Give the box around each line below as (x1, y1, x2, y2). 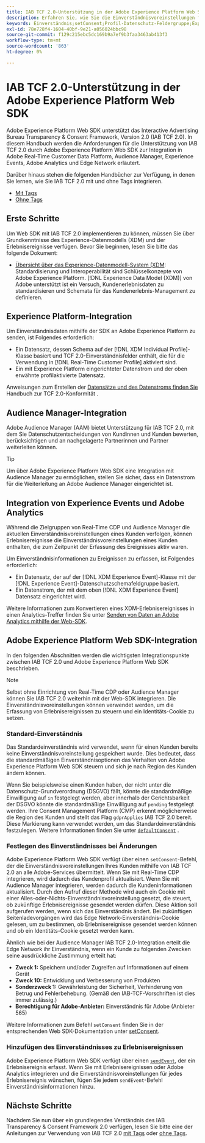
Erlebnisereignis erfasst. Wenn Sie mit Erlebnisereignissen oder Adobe (6, 1063, 184, 1070)
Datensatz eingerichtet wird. (15, 592, 87, 600)
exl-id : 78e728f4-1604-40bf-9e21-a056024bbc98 (6, 26, 127, 32)
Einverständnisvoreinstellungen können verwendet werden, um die (6, 701, 174, 708)
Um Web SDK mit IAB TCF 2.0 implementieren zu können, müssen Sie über (6, 230, 195, 237)
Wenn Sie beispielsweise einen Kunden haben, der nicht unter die (6, 781, 171, 788)
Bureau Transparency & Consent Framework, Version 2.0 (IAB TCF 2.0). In (6, 133, 193, 141)
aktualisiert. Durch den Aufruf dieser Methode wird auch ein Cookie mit (6, 888, 185, 895)
